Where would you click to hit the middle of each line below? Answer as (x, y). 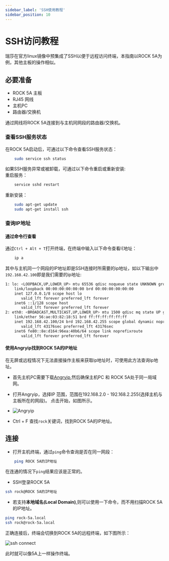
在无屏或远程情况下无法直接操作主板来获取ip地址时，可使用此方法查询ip (79, 360)
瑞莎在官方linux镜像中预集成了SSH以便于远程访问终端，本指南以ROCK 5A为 (84, 56)
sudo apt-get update (36, 205)
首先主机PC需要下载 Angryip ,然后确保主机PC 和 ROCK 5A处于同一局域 (84, 377)
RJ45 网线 (23, 100)
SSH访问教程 (32, 41)
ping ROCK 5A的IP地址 (36, 461)
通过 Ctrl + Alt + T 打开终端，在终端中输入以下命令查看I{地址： (71, 249)
